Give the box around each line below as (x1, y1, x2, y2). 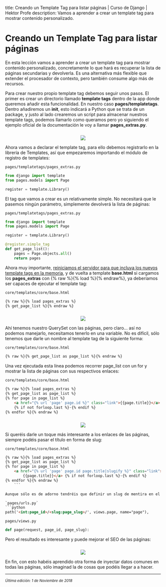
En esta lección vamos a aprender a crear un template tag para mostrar (5, 60, 151, 66)
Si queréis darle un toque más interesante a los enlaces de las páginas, (5, 431, 150, 437)
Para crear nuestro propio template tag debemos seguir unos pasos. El (5, 90, 149, 96)
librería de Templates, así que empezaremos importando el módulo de (5, 149, 148, 155)
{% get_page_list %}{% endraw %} (5, 303, 74, 308)
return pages (14, 256, 41, 261)
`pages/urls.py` (5, 501, 39, 506)
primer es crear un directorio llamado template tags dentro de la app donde (5, 95, 160, 101)
